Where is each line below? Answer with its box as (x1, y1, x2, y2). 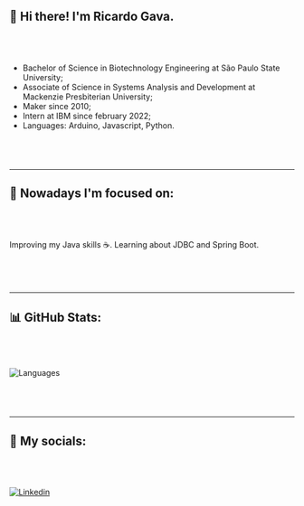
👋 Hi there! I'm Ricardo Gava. (9, 9, 175, 24)
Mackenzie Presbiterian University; (22, 91, 154, 102)
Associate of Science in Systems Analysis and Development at (22, 81, 256, 92)
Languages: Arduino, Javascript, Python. (22, 119, 175, 131)
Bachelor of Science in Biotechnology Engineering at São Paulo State (22, 62, 280, 73)
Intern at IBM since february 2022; (22, 110, 152, 121)
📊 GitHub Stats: (9, 309, 102, 325)
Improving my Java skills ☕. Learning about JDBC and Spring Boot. (9, 239, 260, 250)
